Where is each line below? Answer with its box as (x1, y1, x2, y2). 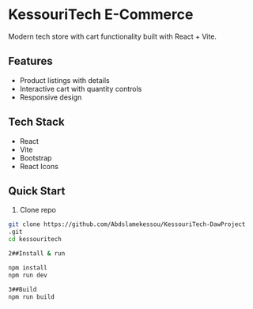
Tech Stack (8, 115, 65, 129)
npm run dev (8, 271, 47, 279)
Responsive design (19, 92, 82, 102)
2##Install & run (8, 250, 66, 258)
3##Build (8, 285, 37, 293)
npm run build (8, 292, 55, 301)
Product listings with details (19, 75, 110, 85)
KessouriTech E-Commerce (8, 6, 194, 24)
